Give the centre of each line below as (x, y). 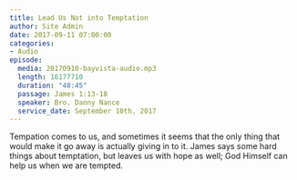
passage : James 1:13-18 (62, 94)
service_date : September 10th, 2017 (87, 111)
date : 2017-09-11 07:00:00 (61, 35)
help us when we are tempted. (67, 165)
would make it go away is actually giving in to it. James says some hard (143, 146)
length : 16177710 (51, 77)
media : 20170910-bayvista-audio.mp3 (87, 69)
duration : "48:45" (53, 85)
